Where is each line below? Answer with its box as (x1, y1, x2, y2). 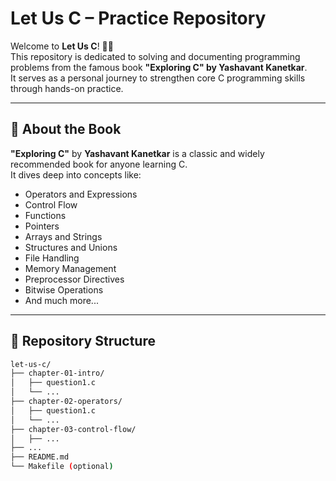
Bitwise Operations (24, 283, 104, 296)
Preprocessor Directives (24, 273, 125, 285)
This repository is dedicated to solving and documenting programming (10, 50, 301, 62)
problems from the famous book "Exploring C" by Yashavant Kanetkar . (10, 61, 308, 73)
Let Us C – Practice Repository (10, 7, 267, 30)
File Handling (24, 252, 80, 264)
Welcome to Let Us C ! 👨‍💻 (10, 40, 114, 52)
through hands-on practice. (10, 82, 124, 94)
